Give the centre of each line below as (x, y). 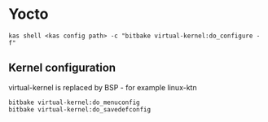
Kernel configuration (62, 68)
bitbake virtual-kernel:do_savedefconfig (80, 109)
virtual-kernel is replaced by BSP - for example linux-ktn (103, 87)
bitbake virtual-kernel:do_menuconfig (74, 102)
